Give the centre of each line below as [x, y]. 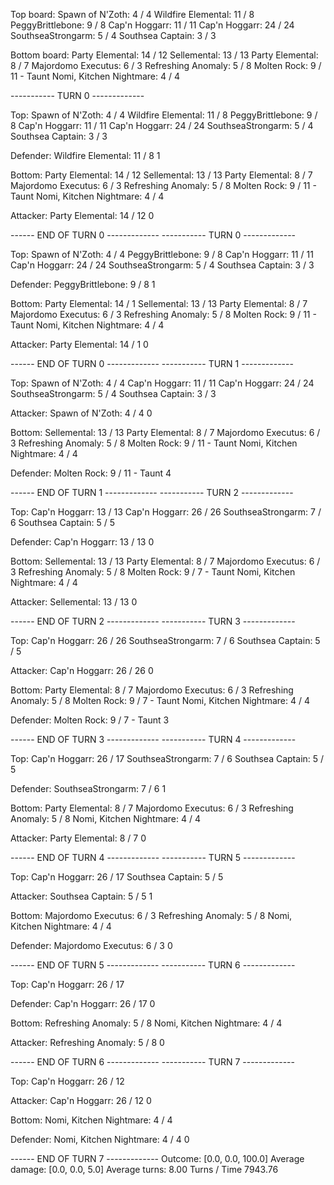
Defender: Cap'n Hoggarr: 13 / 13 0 [82, 542]
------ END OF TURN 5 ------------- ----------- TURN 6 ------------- [153, 965]
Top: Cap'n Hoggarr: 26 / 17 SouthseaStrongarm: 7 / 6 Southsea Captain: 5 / [167, 758]
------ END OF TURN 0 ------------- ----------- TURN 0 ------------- [153, 235]
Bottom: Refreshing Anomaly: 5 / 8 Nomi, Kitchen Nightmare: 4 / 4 [146, 1023]
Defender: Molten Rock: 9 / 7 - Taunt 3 [90, 720]
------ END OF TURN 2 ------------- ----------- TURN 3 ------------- [153, 621]
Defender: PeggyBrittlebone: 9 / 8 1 [83, 284]
